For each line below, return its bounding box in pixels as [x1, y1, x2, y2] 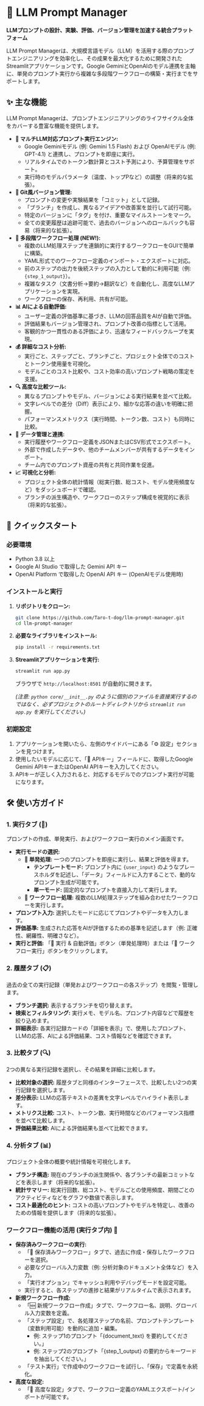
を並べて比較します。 [15, 1116, 68, 1124]
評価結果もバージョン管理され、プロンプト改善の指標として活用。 [24, 320, 190, 327]
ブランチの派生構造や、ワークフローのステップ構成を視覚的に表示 [24, 493, 190, 501]
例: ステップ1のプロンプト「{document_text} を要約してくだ [33, 1332, 183, 1340]
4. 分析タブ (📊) [6, 1141, 52, 1149]
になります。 [15, 778, 47, 786]
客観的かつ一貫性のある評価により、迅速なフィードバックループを [24, 328, 189, 335]
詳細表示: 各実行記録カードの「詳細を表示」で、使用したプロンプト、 [15, 1024, 189, 1031]
